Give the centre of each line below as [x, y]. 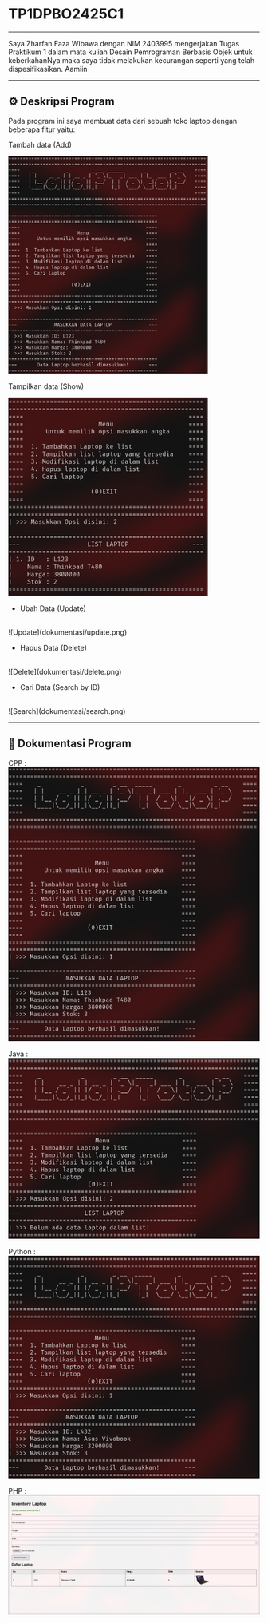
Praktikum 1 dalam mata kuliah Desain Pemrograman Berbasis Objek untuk [130, 52]
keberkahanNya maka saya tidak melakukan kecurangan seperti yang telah [132, 60]
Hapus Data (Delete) [53, 647]
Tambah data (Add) [40, 144]
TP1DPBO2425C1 [66, 14]
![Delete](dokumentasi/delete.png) [65, 671]
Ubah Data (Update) [53, 608]
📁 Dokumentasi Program [70, 744]
